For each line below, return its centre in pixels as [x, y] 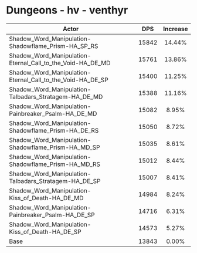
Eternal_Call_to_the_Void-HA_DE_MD [60, 63]
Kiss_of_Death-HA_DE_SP [45, 231]
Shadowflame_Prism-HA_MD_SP [55, 147]
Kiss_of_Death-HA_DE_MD [46, 198]
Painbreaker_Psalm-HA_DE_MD [53, 113]
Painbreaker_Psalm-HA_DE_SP [52, 215]
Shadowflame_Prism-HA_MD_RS [55, 164]
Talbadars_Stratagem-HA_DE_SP [55, 181]
